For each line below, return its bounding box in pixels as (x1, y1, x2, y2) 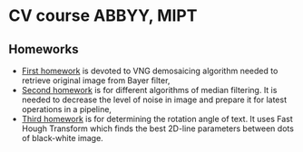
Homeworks (8, 42, 79, 57)
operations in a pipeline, (21, 104, 112, 114)
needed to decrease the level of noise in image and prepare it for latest (21, 94, 288, 105)
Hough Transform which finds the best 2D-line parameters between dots (21, 123, 294, 134)
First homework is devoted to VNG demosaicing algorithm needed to (21, 65, 279, 76)
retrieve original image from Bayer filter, (21, 75, 171, 86)
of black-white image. (21, 133, 103, 143)
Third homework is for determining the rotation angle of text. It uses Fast (21, 114, 293, 124)
